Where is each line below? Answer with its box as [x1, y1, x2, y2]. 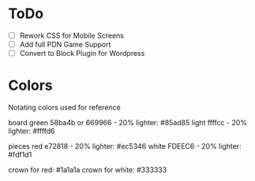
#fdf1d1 [8, 150, 32, 160]
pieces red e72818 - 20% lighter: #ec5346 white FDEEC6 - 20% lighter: [8, 142, 242, 151]
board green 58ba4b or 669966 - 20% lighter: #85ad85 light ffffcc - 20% [8, 118, 247, 127]
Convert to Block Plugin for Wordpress [19, 49, 145, 58]
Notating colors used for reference [8, 103, 121, 113]
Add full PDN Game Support [19, 40, 111, 49]
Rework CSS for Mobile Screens [19, 31, 125, 40]
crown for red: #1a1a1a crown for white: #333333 [8, 165, 167, 175]
